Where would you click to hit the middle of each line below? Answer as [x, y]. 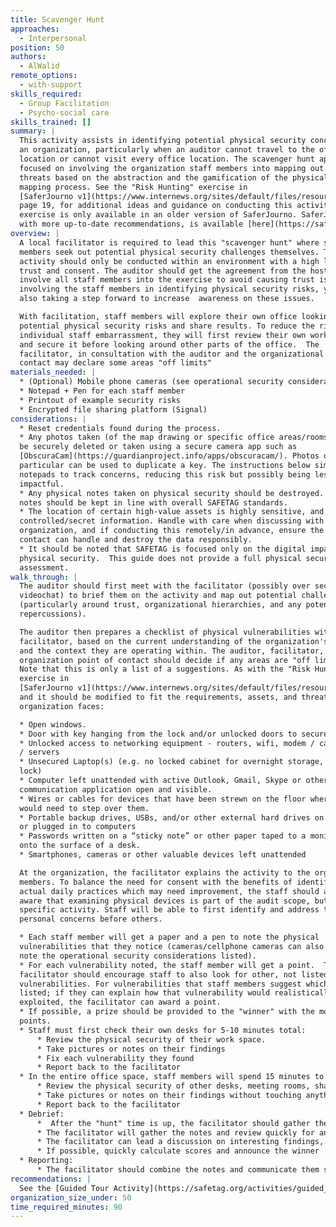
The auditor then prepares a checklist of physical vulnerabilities [165, 632]
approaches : [35, 29]
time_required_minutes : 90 [66, 1207]
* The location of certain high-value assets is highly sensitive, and [172, 512]
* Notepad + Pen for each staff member [102, 391]
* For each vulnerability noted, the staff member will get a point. [167, 965]
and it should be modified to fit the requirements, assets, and [158, 697]
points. [35, 1021]
